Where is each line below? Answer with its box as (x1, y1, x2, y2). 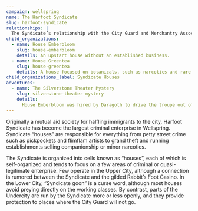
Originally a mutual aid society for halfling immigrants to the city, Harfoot (6, 118, 183, 125)
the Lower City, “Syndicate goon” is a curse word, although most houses (6, 179, 183, 186)
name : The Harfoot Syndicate (6, 14, 78, 20)
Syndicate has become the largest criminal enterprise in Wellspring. (6, 124, 171, 131)
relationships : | (6, 25, 49, 31)
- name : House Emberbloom (11, 42, 75, 48)
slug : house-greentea (16, 63, 70, 70)
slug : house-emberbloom (16, 47, 75, 53)
